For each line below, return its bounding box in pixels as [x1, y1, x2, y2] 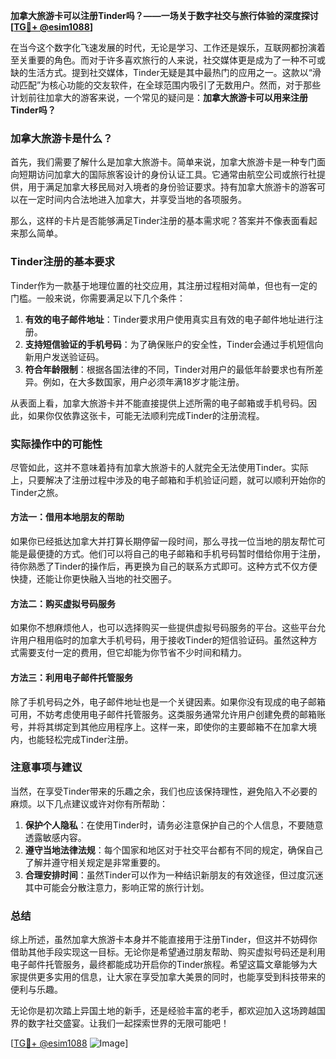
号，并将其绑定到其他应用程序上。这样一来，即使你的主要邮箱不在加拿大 [10, 720, 308, 733]
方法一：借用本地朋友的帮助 [10, 511, 125, 523]
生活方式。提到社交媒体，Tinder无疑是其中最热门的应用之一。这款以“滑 [27, 67, 322, 78]
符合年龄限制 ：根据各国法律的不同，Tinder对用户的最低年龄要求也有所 [24, 363, 315, 375]
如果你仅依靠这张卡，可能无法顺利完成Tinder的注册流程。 [27, 409, 265, 421]
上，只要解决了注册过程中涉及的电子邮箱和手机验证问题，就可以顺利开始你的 [10, 474, 326, 486]
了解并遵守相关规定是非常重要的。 [24, 856, 166, 868]
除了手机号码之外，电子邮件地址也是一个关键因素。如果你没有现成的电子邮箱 [10, 695, 326, 708]
